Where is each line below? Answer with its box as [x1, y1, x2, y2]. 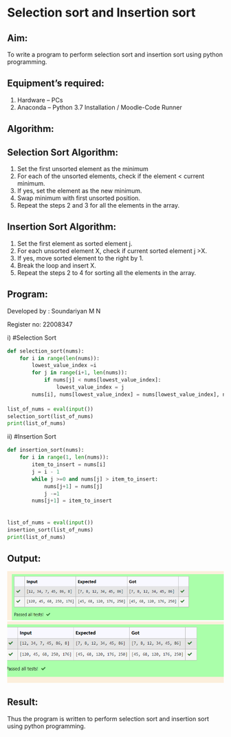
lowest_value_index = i [32, 362, 97, 369]
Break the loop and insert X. [16, 261, 96, 269]
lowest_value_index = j [56, 384, 125, 391]
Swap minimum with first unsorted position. [16, 194, 141, 202]
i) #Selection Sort [7, 333, 57, 342]
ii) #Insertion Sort [7, 432, 56, 441]
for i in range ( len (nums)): [19, 355, 100, 362]
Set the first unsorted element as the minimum [16, 165, 149, 173]
